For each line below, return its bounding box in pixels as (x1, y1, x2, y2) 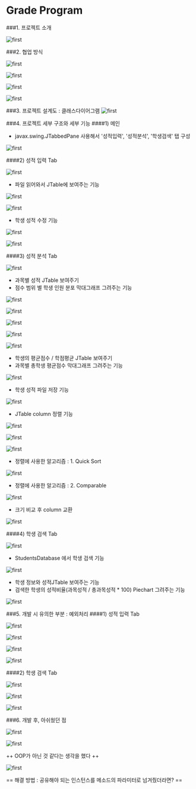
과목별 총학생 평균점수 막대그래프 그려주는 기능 (14, 362, 123, 369)
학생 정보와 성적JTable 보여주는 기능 (14, 579, 100, 586)
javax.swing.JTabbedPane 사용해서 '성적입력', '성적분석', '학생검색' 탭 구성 (14, 132, 191, 139)
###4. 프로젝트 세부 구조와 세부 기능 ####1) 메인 (6, 120, 121, 127)
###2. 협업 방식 (6, 48, 43, 55)
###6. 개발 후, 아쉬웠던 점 (6, 716, 67, 723)
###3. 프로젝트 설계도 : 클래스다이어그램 (6, 107, 100, 114)
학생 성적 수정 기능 (14, 216, 58, 223)
